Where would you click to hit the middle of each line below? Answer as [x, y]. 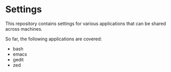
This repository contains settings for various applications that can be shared [86, 23]
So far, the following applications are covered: [54, 39]
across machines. [24, 29]
